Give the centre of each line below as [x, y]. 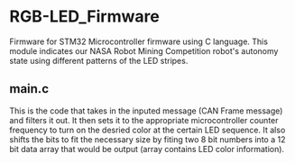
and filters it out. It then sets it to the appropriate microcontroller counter [144, 120]
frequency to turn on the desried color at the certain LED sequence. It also [147, 130]
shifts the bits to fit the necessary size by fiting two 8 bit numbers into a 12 [147, 139]
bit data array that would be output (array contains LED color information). [147, 149]
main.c [29, 89]
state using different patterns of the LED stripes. [99, 60]
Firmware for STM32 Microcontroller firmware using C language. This [139, 41]
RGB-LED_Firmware [84, 17]
